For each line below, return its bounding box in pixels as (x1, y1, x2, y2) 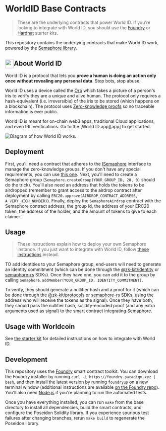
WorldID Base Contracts (5, 3, 107, 14)
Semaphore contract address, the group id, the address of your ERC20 (5, 203, 150, 209)
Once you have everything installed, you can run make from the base (5, 399, 144, 405)
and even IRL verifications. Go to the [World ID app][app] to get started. (5, 123, 151, 129)
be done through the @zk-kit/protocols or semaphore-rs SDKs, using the (5, 292, 154, 298)
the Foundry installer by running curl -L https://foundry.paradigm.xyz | (5, 374, 156, 379)
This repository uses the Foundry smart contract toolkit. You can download (5, 368, 158, 374)
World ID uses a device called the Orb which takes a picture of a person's (5, 87, 156, 93)
